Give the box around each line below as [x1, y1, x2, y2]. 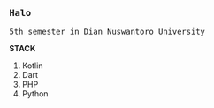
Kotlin [21, 60, 43, 71]
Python [21, 89, 49, 99]
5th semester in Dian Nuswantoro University [9, 27, 206, 37]
